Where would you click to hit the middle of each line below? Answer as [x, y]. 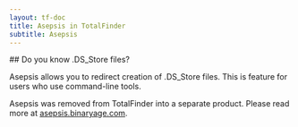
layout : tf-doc [38, 17]
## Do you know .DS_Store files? [69, 60]
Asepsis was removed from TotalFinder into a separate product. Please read [149, 104]
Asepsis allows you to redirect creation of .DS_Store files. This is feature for [149, 77]
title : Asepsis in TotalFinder [68, 26]
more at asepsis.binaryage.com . [68, 114]
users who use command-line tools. [75, 87]
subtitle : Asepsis [43, 34]
